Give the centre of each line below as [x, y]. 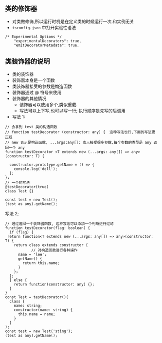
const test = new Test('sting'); [39, 331]
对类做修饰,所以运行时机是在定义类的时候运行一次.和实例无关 [73, 21]
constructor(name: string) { [43, 310]
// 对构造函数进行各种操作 [54, 250]
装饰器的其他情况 [29, 98]
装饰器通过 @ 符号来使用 [37, 92]
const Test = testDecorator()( [37, 297]
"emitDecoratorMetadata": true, [46, 45]
